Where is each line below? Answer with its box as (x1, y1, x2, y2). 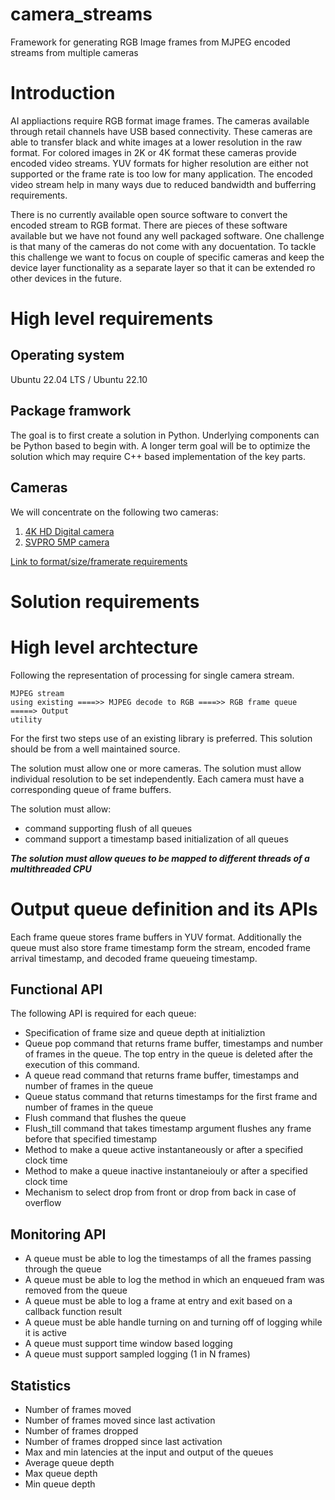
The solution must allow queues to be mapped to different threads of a (10, 852, 310, 864)
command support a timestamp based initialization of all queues (24, 833, 289, 845)
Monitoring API (10, 1226, 107, 1243)
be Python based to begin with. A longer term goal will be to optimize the (10, 439, 311, 452)
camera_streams (10, 3, 153, 26)
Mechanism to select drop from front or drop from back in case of (24, 1186, 297, 1198)
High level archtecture (10, 636, 199, 658)
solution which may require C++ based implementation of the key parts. (10, 450, 307, 462)
